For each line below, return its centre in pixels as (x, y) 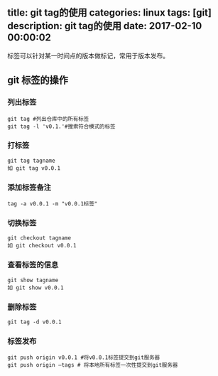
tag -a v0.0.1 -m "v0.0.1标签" (53, 204)
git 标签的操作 (38, 80)
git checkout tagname (39, 238)
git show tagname (33, 280)
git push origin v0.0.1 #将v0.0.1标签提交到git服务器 (84, 358)
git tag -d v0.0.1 (34, 322)
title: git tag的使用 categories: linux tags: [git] (109, 13)
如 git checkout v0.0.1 (42, 246)
